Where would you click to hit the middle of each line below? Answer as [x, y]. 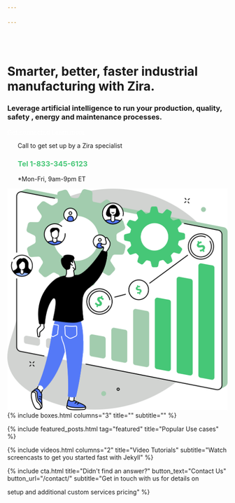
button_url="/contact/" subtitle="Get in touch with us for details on [103, 478]
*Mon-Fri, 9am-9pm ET [51, 179]
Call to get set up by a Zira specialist [70, 146]
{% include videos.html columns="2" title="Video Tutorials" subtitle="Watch [117, 450]
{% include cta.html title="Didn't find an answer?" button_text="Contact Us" [117, 471]
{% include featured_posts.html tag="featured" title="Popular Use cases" [113, 429]
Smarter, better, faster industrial [102, 71]
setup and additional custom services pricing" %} [79, 492]
